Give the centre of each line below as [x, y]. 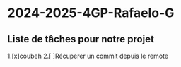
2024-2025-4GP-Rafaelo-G [91, 13]
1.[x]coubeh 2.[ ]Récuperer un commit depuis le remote [88, 56]
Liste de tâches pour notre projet [81, 39]
